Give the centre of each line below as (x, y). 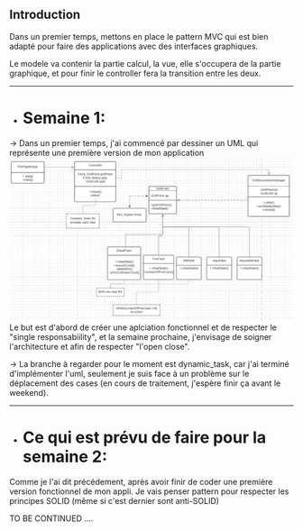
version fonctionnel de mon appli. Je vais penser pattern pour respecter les (149, 491)
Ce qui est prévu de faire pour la (144, 437)
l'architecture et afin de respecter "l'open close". (100, 346)
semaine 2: (65, 457)
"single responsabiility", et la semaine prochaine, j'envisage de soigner (141, 336)
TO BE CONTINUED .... (51, 518)
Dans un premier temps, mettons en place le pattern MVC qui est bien (139, 36)
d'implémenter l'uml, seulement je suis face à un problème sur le (129, 373)
